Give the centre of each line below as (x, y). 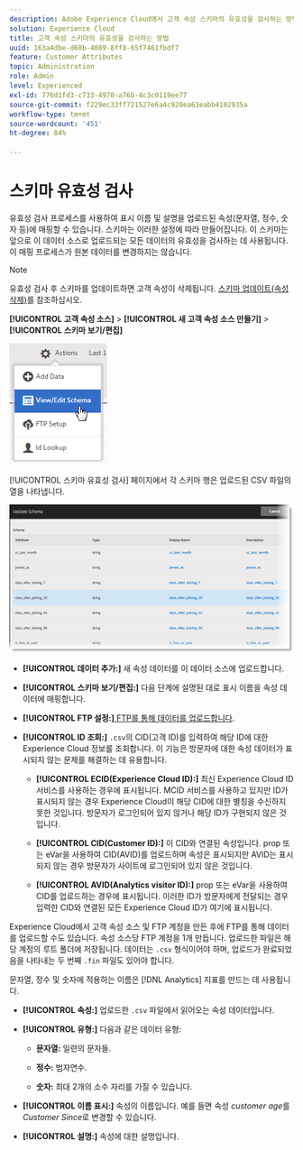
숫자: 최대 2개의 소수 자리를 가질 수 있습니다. (114, 1086)
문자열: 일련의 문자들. (73, 1048)
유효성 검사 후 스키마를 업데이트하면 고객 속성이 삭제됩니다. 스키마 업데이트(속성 (149, 288)
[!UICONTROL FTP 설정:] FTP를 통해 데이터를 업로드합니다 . (129, 718)
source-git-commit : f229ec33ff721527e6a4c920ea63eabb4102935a (129, 105)
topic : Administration (52, 67)
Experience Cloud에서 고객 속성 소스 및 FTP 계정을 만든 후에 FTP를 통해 (138, 926)
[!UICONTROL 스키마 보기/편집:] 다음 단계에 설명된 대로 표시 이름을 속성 (150, 687)
